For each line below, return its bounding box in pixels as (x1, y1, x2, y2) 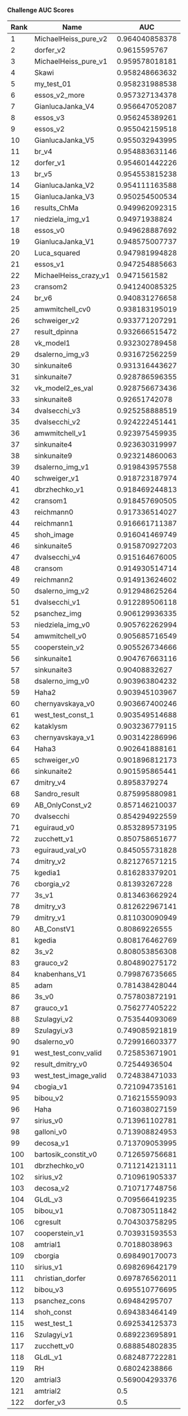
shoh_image (34, 530, 74, 539)
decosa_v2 (34, 1184, 70, 1193)
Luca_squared (34, 248, 81, 257)
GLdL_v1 (34, 1352, 64, 1362)
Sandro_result (34, 789, 79, 798)
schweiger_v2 (34, 316, 79, 325)
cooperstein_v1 (34, 1229, 85, 1238)
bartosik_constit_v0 (34, 1150, 97, 1159)
